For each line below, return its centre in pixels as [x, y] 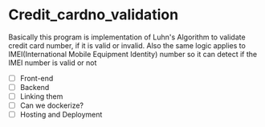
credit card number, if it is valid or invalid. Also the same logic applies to [127, 45]
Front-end [37, 78]
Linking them [41, 96]
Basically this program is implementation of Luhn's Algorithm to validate [127, 37]
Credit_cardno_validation [94, 15]
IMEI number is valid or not [53, 63]
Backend [35, 87]
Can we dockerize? [52, 105]
